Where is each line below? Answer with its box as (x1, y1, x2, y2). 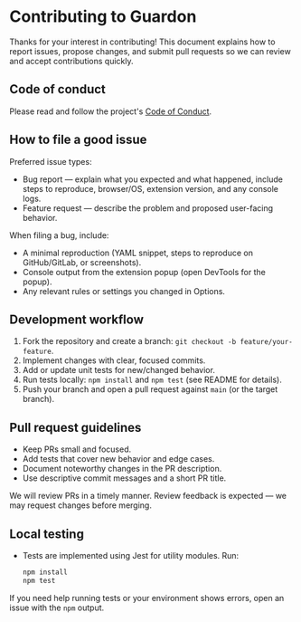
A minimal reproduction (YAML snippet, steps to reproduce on (22, 247, 253, 258)
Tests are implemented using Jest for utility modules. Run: (22, 550, 240, 560)
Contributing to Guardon (9, 6, 197, 27)
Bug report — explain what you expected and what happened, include (22, 174, 283, 185)
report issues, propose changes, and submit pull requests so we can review (9, 45, 291, 56)
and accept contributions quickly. (9, 55, 134, 66)
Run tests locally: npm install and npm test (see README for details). (22, 374, 282, 386)
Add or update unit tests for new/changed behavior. (22, 365, 215, 376)
